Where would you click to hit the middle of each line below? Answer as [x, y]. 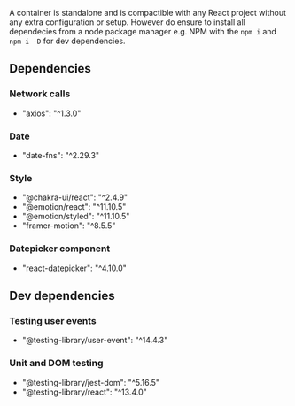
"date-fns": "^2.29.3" [61, 155]
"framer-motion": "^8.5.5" [69, 226]
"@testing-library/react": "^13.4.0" [85, 392]
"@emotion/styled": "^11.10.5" [76, 217]
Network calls [40, 94]
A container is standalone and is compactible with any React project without [147, 13]
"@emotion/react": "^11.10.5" [74, 207]
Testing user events [53, 320]
